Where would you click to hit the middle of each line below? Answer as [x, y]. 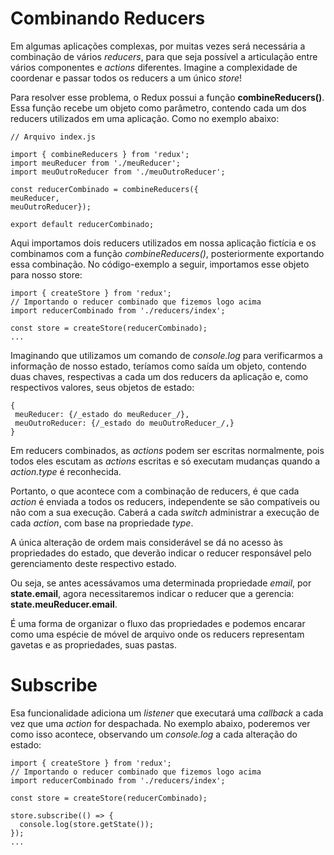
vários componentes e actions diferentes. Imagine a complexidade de [154, 67]
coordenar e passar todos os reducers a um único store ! [126, 78]
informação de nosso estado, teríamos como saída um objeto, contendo [158, 366]
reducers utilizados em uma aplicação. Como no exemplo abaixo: [145, 118]
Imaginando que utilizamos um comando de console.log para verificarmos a [166, 355]
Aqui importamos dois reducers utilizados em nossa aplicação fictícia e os [163, 243]
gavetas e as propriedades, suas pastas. [93, 644]
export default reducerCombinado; [82, 224]
